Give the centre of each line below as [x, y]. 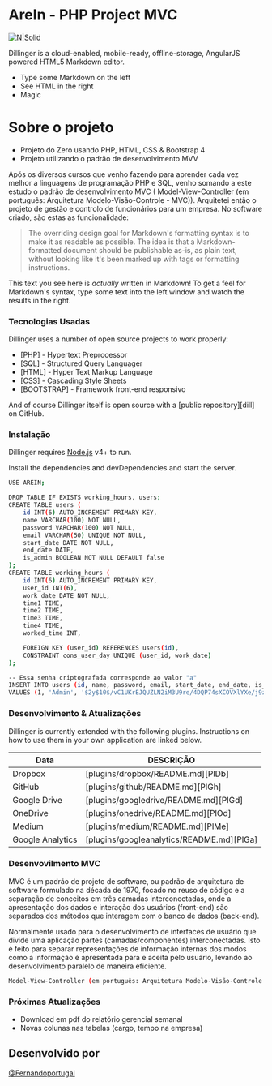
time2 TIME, [43, 611]
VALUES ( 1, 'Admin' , [43, 693]
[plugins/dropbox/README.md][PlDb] [157, 774]
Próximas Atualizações [55, 1002]
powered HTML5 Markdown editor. [67, 62]
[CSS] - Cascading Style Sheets [73, 381]
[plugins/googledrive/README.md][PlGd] [164, 800]
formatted [45, 250]
